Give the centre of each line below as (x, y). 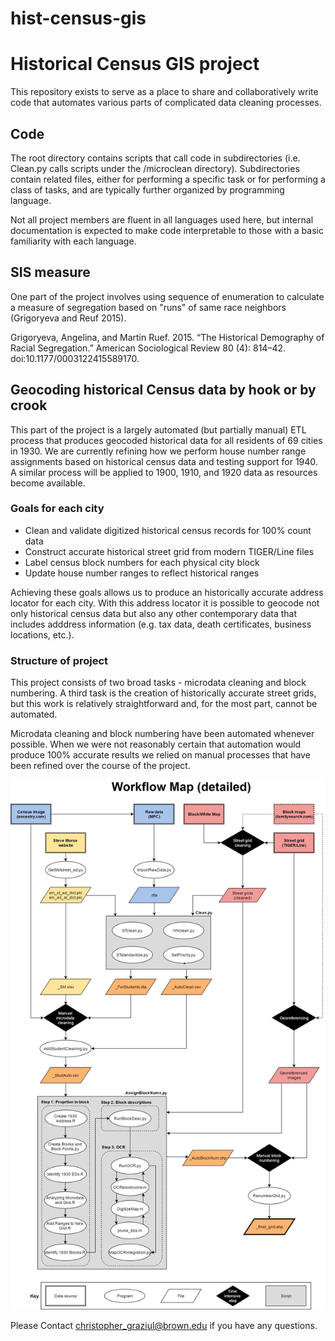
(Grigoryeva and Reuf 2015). (68, 318)
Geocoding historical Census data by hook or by (163, 390)
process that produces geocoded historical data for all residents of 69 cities (166, 440)
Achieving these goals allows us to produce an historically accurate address (167, 592)
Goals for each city (57, 509)
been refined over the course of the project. (100, 766)
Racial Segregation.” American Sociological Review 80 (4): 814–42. (148, 348)
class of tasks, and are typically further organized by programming (147, 189)
